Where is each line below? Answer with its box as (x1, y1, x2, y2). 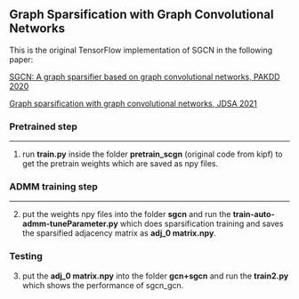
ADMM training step (9, 181, 98, 193)
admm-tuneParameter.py (21, 218, 118, 230)
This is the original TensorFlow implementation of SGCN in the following (9, 44, 273, 55)
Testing (9, 250, 43, 263)
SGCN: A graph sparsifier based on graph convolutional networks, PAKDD (9, 71, 280, 82)
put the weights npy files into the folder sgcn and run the (21, 209, 231, 220)
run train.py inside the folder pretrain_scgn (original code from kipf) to (21, 149, 283, 159)
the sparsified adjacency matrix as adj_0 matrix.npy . (21, 228, 216, 238)
